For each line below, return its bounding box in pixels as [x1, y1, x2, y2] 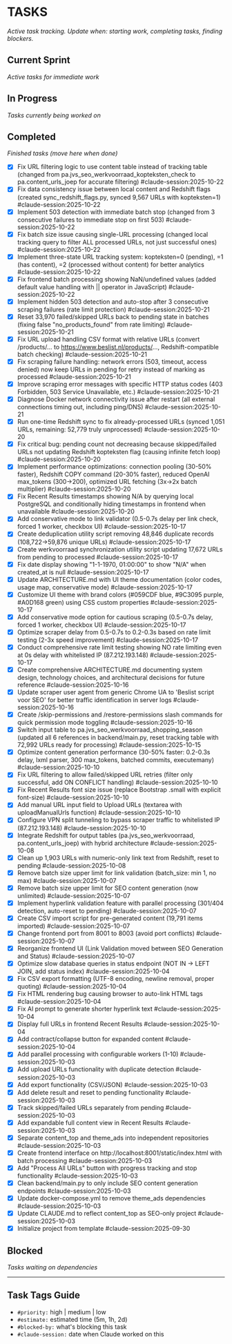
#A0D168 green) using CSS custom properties [17, 598, 149, 606]
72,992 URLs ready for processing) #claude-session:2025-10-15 [17, 741, 202, 749]
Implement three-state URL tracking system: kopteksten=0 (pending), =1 [17, 253, 224, 261]
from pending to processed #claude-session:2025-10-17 [17, 553, 178, 561]
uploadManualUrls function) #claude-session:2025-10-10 [17, 808, 181, 817]
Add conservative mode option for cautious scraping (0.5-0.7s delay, [17, 612, 213, 621]
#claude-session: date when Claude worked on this [17, 1330, 164, 1338]
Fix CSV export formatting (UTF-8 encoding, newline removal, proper [17, 975, 215, 983]
